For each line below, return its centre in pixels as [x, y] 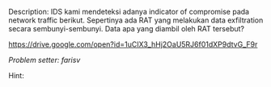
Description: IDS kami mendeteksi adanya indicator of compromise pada [129, 12]
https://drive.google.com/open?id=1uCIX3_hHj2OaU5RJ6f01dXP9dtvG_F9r [133, 44]
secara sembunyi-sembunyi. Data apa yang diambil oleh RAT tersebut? [127, 29]
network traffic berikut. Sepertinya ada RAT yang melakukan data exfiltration [136, 20]
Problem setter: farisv [44, 60]
